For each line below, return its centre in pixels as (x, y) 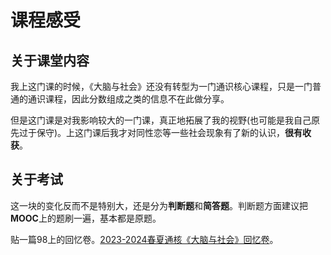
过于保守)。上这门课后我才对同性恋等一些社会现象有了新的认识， (152, 132)
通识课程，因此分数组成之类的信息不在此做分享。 (128, 99)
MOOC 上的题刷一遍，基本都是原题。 (86, 218)
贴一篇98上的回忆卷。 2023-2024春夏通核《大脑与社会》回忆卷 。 (144, 239)
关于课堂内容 (50, 60)
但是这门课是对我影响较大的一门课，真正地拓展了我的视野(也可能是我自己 (161, 120)
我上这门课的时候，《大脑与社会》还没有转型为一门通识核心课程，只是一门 (161, 86)
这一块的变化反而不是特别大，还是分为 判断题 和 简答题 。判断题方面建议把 (159, 205)
